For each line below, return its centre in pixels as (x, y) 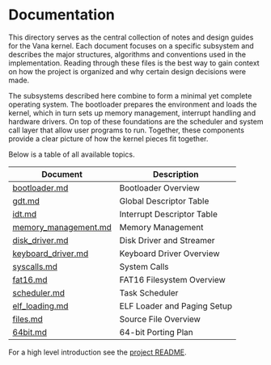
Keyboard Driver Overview (169, 254)
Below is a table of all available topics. (72, 154)
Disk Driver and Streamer (167, 240)
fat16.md (30, 279)
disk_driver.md (40, 240)
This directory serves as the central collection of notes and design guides (131, 37)
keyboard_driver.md (51, 254)
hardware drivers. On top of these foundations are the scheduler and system (136, 121)
